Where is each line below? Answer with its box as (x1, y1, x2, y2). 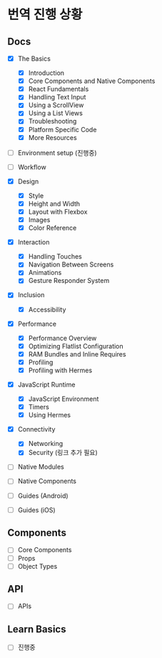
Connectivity (17, 425, 56, 434)
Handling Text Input (28, 93, 86, 101)
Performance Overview (28, 334, 97, 342)
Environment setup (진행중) (17, 148, 98, 157)
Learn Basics (7, 623, 66, 635)
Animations (28, 269, 62, 277)
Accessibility (28, 305, 66, 314)
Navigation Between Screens (28, 260, 114, 269)
